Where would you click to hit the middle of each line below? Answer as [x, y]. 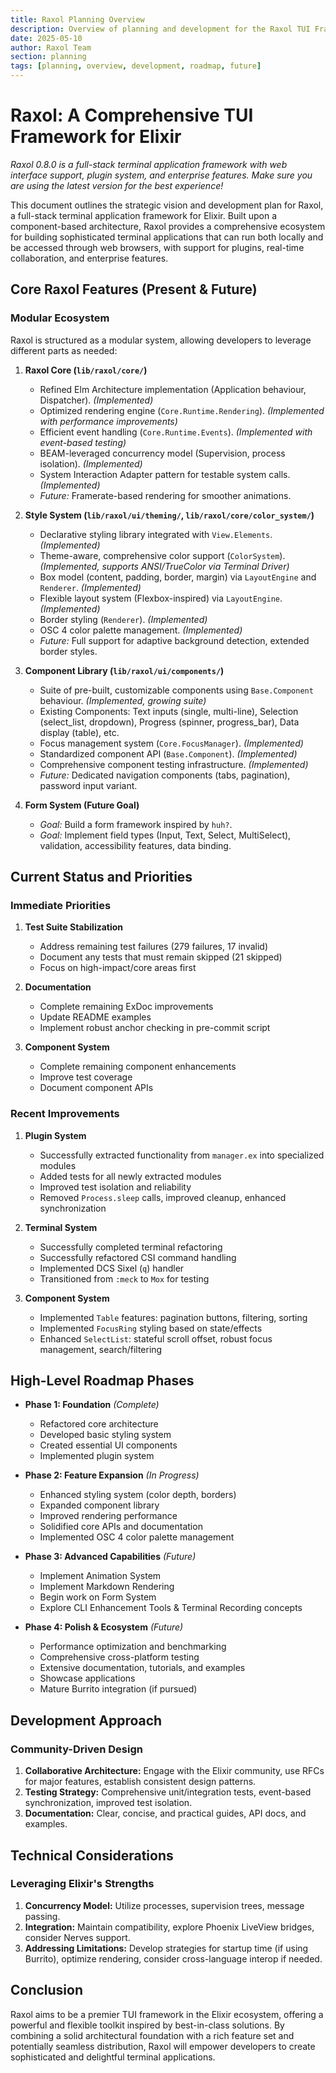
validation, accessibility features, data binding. [135, 845]
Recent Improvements [65, 1114]
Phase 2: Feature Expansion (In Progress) [112, 1475]
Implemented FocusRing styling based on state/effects [151, 1328]
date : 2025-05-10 [46, 38]
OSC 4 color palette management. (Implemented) [141, 630]
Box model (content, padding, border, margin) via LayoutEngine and [178, 577]
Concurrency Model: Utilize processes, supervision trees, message [164, 1905]
